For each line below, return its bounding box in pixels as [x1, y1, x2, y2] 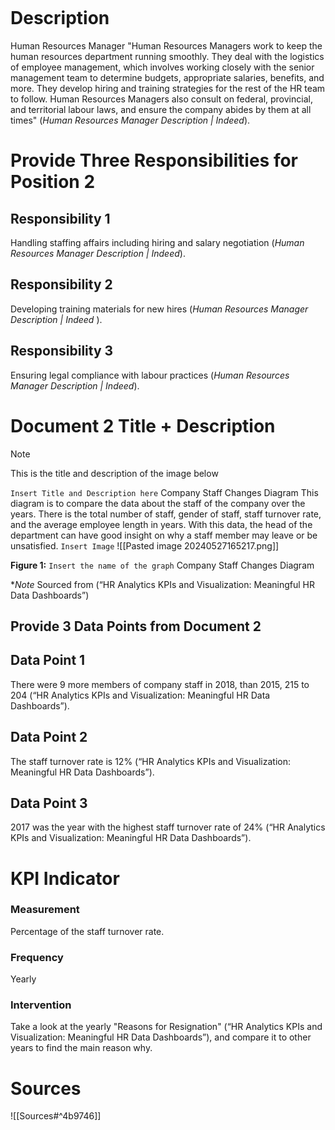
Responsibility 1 [10, 210, 111, 227]
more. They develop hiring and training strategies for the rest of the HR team [10, 82, 326, 94]
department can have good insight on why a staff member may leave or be [10, 529, 318, 541]
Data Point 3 [10, 794, 88, 812]
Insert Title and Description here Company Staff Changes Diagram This [10, 486, 319, 498]
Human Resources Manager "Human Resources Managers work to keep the [10, 39, 323, 52]
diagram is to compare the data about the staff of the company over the [10, 497, 306, 509]
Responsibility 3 [10, 343, 114, 360]
